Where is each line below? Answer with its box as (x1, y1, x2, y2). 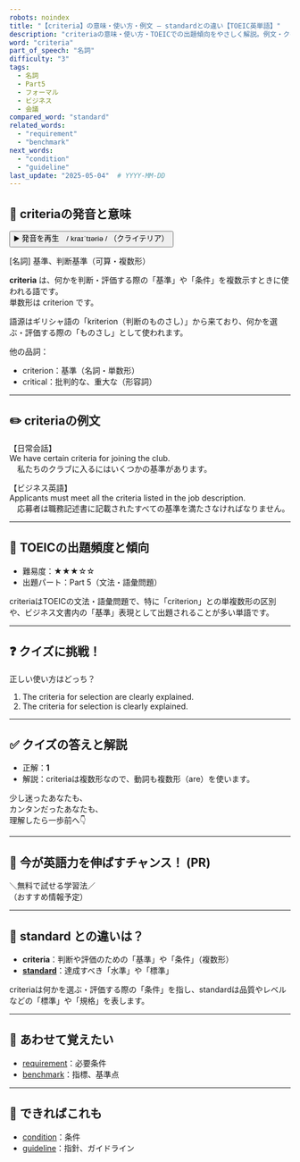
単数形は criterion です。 (9, 297, 99, 308)
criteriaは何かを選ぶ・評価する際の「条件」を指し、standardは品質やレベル (9, 984, 287, 995)
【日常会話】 (9, 442, 56, 453)
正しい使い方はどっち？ (9, 673, 96, 684)
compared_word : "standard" (9, 113, 110, 122)
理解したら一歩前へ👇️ (9, 815, 87, 826)
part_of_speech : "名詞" (9, 46, 96, 55)
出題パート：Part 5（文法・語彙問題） (21, 577, 162, 587)
